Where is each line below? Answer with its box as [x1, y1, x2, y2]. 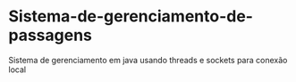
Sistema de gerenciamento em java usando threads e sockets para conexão [8, 54, 288, 65]
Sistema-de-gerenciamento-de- [8, 6, 254, 27]
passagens [8, 25, 93, 45]
